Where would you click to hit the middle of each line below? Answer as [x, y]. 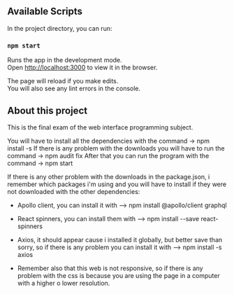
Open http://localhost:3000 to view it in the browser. [82, 68]
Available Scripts [45, 12]
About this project [47, 110]
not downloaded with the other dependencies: [74, 191]
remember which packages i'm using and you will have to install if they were [117, 184]
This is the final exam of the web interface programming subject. [100, 127]
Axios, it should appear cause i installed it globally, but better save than [120, 239]
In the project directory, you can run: [60, 28]
